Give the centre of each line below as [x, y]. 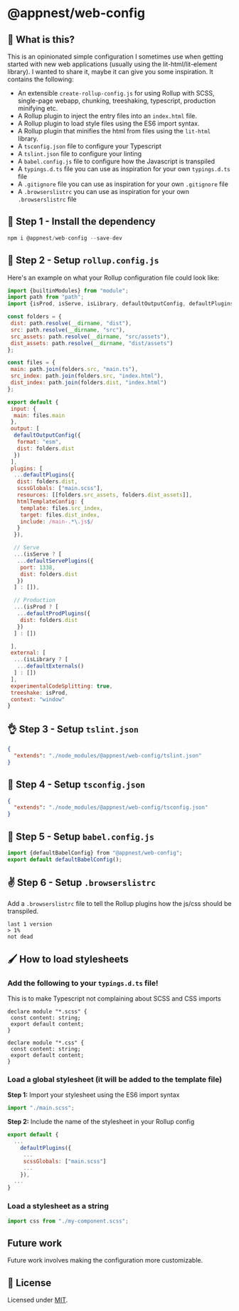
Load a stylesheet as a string [58, 1206]
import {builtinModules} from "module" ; [68, 290]
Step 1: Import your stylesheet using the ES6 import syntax [94, 1095]
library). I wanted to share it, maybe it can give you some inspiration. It [110, 72]
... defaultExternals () [50, 666]
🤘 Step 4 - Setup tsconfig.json [76, 785]
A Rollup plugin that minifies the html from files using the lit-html [114, 131]
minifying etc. [38, 108]
